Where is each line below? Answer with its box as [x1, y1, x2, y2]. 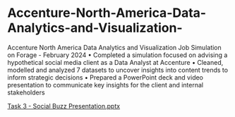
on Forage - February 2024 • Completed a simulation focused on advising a [7, 51, 228, 59]
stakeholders [7, 88, 45, 97]
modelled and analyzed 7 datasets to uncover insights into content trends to [7, 66, 228, 74]
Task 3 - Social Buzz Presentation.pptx [7, 101, 121, 110]
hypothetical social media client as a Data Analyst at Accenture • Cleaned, [7, 58, 224, 66]
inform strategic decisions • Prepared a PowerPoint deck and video [7, 73, 203, 82]
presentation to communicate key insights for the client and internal [7, 80, 203, 89]
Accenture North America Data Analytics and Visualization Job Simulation [7, 43, 222, 51]
